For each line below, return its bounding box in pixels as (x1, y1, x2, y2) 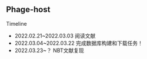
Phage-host (6, 5, 51, 15)
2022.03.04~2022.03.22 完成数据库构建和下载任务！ (14, 39, 143, 46)
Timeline (6, 20, 28, 27)
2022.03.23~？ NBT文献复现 (14, 47, 84, 54)
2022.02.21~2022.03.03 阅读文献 (14, 32, 96, 39)
